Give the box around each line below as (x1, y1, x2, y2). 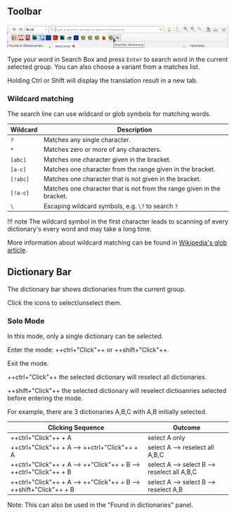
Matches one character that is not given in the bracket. (43, 175, 202, 183)
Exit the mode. (7, 359, 49, 368)
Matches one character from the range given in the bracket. (43, 165, 216, 173)
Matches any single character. (43, 136, 131, 144)
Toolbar (7, 6, 42, 18)
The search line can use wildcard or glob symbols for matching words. (7, 110, 211, 118)
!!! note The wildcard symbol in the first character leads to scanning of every (7, 217, 229, 226)
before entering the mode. (7, 394, 84, 403)
